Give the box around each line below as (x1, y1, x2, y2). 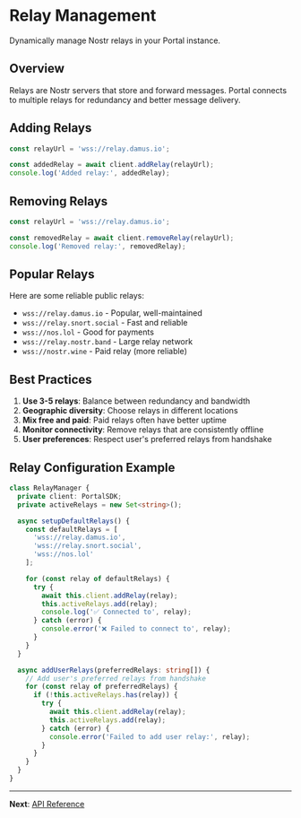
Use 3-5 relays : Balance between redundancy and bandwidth (21, 396, 251, 406)
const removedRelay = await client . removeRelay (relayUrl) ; (9, 233, 235, 242)
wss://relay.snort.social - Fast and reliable (21, 318, 188, 328)
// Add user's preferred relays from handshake (25, 674, 206, 683)
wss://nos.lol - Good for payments (21, 326, 155, 337)
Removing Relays (9, 194, 108, 209)
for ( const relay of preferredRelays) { (25, 683, 178, 692)
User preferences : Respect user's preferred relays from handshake (21, 434, 272, 445)
